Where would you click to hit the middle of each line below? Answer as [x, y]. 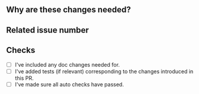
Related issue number [48, 30]
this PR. [24, 78]
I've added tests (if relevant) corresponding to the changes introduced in [104, 71]
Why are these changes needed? [69, 10]
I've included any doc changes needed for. [67, 64]
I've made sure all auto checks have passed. [69, 84]
